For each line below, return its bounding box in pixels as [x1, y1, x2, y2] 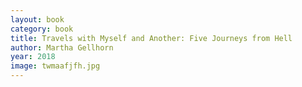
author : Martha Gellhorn [10, 42, 114, 53]
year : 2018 [10, 52, 56, 62]
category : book [10, 24, 74, 34]
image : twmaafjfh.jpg [10, 61, 101, 71]
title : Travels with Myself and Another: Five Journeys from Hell [10, 33, 293, 43]
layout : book [10, 14, 65, 25]
